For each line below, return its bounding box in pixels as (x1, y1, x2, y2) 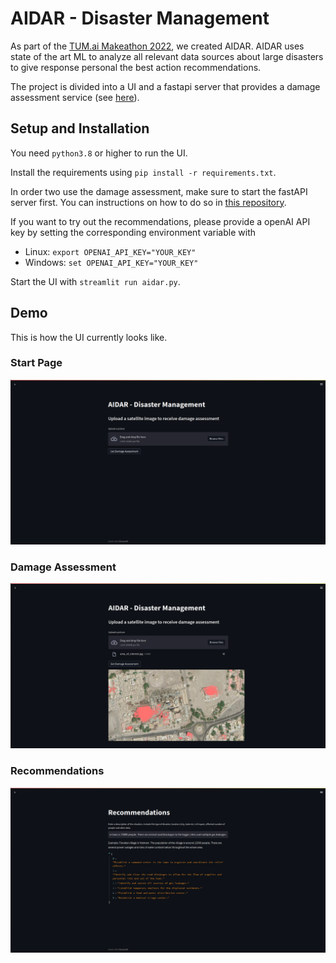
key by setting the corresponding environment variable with (10, 226, 256, 238)
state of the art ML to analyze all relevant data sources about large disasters (10, 50, 324, 62)
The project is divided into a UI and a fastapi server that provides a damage (10, 80, 321, 92)
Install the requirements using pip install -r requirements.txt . (10, 166, 277, 178)
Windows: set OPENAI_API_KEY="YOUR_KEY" (24, 256, 199, 268)
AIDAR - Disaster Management (10, 7, 270, 30)
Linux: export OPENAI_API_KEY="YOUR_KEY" (24, 245, 197, 257)
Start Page (10, 356, 63, 370)
